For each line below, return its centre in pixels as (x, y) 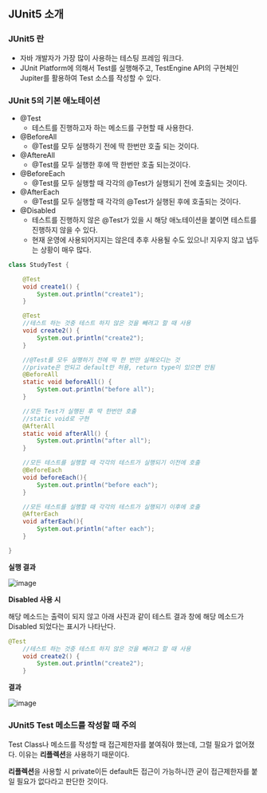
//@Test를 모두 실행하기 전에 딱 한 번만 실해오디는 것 (101, 360)
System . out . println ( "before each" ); (98, 485)
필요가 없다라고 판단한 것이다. (63, 781)
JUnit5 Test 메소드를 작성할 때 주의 (73, 725)
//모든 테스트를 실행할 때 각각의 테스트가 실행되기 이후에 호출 (112, 507)
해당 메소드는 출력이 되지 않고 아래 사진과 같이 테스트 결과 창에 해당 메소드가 (126, 616)
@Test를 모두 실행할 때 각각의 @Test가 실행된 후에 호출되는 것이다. (136, 201)
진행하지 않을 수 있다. (65, 230)
